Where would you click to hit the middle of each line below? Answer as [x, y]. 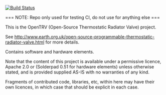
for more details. [62, 42]
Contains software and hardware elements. [50, 52]
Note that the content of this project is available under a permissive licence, [83, 61]
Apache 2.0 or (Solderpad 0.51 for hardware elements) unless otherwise [80, 67]
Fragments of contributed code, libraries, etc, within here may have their [80, 82]
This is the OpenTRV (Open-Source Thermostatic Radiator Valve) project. [81, 27]
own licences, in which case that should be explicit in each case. [72, 87]
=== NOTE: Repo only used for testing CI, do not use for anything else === [83, 17]
